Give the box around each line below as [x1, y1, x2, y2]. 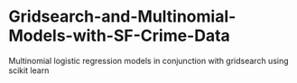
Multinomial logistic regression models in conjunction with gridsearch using [8, 55, 290, 66]
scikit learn [8, 65, 50, 76]
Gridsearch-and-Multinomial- [8, 6, 237, 27]
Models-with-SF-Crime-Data [8, 25, 231, 46]
